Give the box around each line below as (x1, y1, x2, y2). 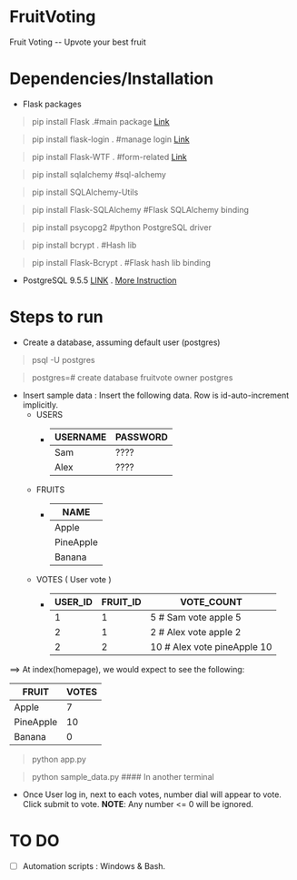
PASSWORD (114, 430, 168, 443)
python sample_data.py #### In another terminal (31, 771, 215, 782)
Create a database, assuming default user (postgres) (22, 337, 221, 348)
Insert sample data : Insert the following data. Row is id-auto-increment (22, 389, 290, 400)
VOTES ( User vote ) (35, 573, 112, 584)
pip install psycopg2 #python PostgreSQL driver (31, 221, 212, 233)
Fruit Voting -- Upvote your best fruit (9, 36, 147, 47)
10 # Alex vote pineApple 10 (150, 640, 272, 652)
